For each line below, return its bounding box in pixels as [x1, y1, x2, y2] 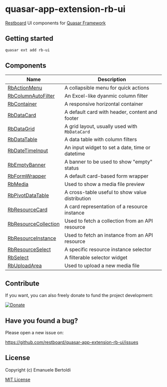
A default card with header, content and [64, 108, 158, 115]
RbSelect [7, 254, 29, 261]
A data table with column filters [64, 136, 137, 143]
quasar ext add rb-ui [5, 47, 50, 53]
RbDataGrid [7, 125, 35, 132]
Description [97, 76, 126, 83]
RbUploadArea [7, 262, 42, 269]
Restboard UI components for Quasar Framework [5, 20, 106, 26]
